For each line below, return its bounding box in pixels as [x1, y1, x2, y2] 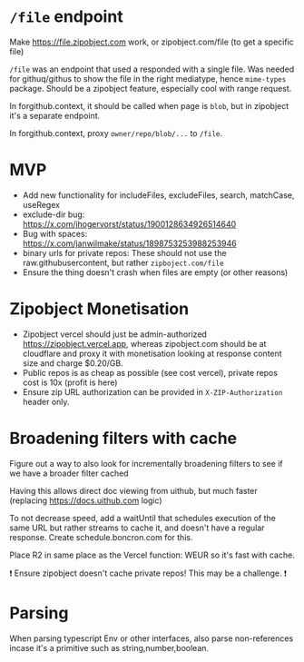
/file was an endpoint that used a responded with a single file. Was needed [9, 64, 295, 74]
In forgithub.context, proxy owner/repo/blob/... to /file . [9, 127, 223, 138]
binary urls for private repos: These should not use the [22, 247, 227, 258]
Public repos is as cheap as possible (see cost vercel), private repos [22, 367, 279, 378]
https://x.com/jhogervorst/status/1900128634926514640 [22, 218, 237, 229]
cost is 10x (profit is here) [22, 377, 118, 388]
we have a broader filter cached [9, 468, 129, 479]
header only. [22, 396, 70, 407]
